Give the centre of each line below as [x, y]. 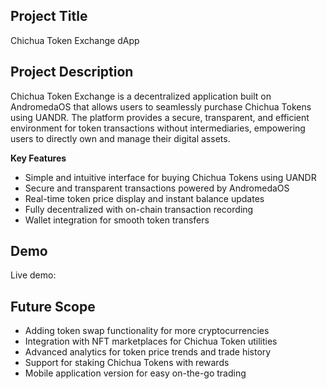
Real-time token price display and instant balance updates [144, 198]
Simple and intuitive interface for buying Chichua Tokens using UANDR [170, 177]
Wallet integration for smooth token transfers [117, 220]
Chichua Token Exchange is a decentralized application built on [141, 96]
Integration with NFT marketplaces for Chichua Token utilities [151, 341]
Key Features [38, 158]
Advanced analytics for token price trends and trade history [148, 352]
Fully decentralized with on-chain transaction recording [139, 209]
